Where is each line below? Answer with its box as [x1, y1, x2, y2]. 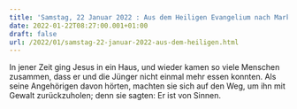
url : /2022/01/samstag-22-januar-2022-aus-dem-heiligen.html [9, 37, 240, 47]
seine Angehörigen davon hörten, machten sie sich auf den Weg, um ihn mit [9, 81, 286, 91]
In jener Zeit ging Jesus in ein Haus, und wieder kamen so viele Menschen [9, 62, 280, 73]
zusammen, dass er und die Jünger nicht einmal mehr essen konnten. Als [9, 72, 277, 82]
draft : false [9, 29, 57, 38]
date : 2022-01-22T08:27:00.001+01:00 [9, 21, 148, 30]
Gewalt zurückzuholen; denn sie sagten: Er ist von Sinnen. [9, 90, 221, 101]
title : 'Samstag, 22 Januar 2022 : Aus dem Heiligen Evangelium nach [9, 12, 271, 22]
